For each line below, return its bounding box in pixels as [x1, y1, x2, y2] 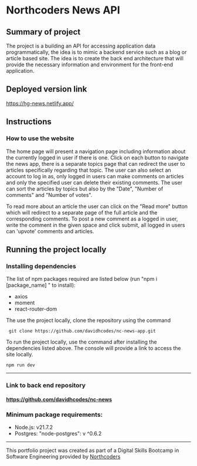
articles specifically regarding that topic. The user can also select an [6, 166, 171, 174]
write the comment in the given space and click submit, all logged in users [6, 221, 185, 229]
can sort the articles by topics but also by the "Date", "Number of [6, 185, 164, 192]
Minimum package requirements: [6, 410, 103, 419]
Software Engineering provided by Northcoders [6, 453, 121, 460]
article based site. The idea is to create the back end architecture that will [6, 55, 184, 62]
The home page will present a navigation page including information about [6, 148, 186, 155]
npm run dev [6, 362, 35, 368]
